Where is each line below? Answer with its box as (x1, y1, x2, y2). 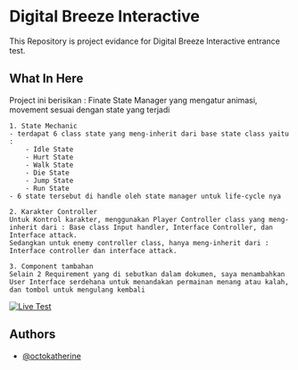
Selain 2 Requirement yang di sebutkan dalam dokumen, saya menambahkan (9, 269, 286, 278)
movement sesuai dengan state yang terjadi (9, 104, 170, 115)
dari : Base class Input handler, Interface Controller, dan (41, 223, 274, 232)
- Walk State (25, 160, 74, 169)
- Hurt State (25, 152, 74, 161)
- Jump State (25, 176, 74, 185)
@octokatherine (21, 350, 82, 361)
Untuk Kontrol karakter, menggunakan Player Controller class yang (9, 215, 266, 224)
